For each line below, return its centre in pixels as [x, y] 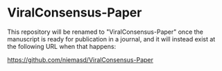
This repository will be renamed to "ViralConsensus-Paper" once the [105, 32]
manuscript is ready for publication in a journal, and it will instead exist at [111, 39]
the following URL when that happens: [62, 46]
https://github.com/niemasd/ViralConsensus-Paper [80, 59]
